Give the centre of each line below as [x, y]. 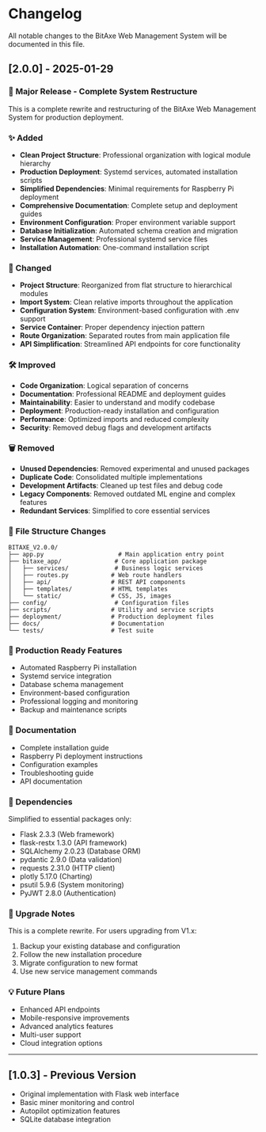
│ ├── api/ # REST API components [97, 583]
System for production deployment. [66, 117]
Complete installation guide [64, 747]
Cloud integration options [61, 1043]
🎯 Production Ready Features [65, 651]
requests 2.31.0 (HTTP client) [67, 868]
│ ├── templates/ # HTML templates [88, 589]
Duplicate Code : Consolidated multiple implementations [111, 477]
